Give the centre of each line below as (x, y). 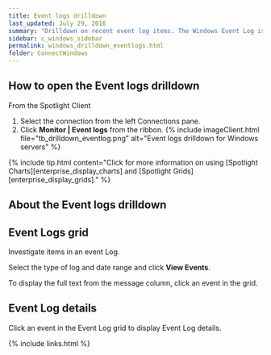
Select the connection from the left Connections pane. (110, 121)
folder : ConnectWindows (48, 53)
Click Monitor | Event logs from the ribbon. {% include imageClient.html (140, 129)
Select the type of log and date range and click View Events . (110, 268)
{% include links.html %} (49, 343)
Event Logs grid (48, 232)
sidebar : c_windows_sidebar (56, 38)
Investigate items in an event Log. (64, 252)
